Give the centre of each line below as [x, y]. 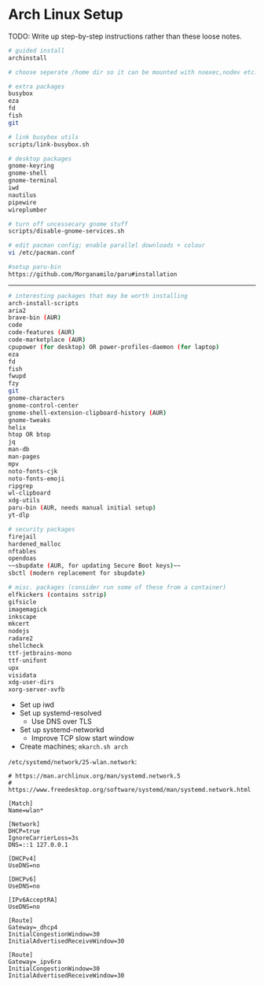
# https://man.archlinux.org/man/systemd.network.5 [94, 776]
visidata [22, 675]
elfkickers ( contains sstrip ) [58, 594]
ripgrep [21, 486]
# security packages [42, 529]
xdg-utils [24, 501]
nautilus [22, 195]
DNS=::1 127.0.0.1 [38, 845]
